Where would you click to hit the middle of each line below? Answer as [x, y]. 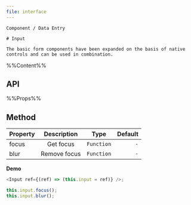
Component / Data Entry [36, 28]
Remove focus [61, 154]
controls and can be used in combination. [60, 54]
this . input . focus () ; [32, 191]
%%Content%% [26, 65]
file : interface [26, 12]
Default [128, 134]
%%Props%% [24, 99]
